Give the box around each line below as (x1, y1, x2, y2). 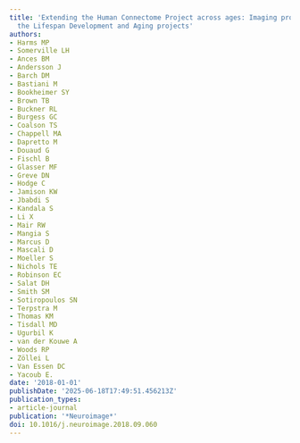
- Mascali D (9, 246, 54, 255)
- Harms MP (9, 38, 50, 47)
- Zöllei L (9, 354, 50, 363)
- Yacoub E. (9, 370, 54, 380)
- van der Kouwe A (9, 337, 78, 346)
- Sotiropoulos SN (9, 296, 78, 305)
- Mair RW (9, 221, 46, 230)
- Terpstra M (9, 304, 58, 313)
